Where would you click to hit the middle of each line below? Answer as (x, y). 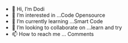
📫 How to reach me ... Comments (53, 34)
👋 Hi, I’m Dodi (28, 9)
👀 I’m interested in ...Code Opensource (58, 15)
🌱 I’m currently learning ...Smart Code (57, 21)
